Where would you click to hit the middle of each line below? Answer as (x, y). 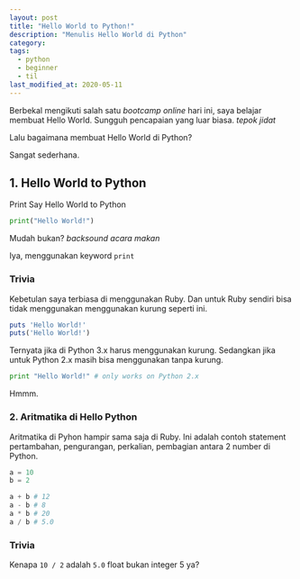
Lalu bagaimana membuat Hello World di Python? (101, 137)
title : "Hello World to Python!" (72, 26)
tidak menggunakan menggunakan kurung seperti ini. (109, 308)
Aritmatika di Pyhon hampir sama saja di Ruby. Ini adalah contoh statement (148, 437)
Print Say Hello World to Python (68, 204)
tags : (19, 51)
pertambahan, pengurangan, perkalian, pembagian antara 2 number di (140, 446)
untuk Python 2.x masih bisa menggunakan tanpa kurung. (116, 360)
